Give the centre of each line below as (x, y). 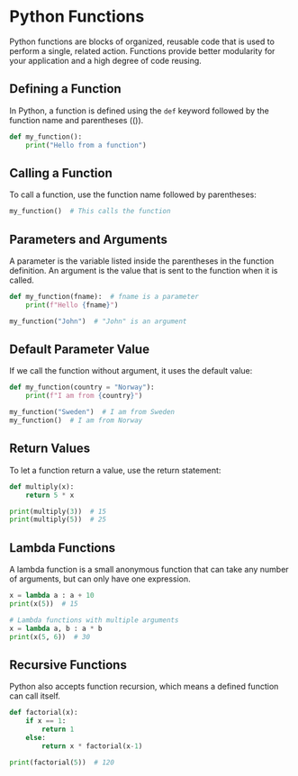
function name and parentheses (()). (77, 120)
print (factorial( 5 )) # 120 (62, 762)
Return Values (50, 449)
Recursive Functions (68, 665)
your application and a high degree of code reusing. (106, 60)
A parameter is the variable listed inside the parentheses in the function (142, 261)
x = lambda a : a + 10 (52, 596)
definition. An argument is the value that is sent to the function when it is (144, 271)
